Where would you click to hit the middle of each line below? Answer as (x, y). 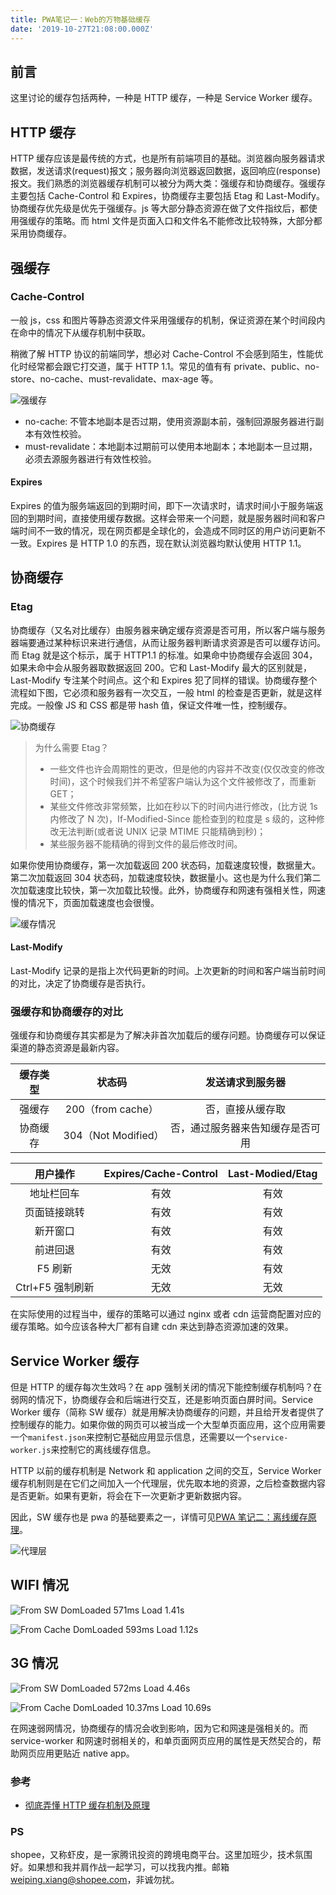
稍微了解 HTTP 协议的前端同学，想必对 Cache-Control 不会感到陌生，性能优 (167, 353)
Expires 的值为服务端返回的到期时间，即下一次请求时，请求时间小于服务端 (162, 506)
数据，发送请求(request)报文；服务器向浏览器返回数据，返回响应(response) (165, 171)
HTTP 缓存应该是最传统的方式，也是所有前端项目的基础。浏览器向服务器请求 (168, 158)
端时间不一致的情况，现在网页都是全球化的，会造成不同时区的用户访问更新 (163, 531)
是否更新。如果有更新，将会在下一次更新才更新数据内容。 (128, 1496)
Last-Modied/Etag (272, 1174)
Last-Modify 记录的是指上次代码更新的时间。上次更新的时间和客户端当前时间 (168, 970)
